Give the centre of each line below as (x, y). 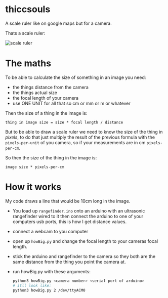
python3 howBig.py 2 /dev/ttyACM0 (49, 290)
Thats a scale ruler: (25, 33)
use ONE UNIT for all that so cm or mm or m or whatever (71, 103)
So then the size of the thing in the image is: (51, 157)
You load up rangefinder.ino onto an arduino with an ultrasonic (79, 210)
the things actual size (35, 93)
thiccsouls (28, 9)
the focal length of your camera (45, 98)
